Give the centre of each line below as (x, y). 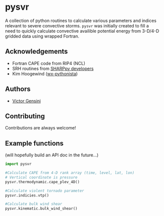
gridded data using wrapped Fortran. (42, 36)
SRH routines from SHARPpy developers (53, 68)
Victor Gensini (26, 101)
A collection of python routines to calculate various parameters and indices (81, 21)
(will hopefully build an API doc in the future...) (52, 155)
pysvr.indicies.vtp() (27, 195)
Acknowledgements (36, 52)
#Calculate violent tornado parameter (45, 191)
